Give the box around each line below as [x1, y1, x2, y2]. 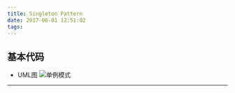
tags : [7, 23, 23, 30]
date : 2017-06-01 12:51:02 [7, 17, 86, 24]
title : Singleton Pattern [7, 10, 83, 17]
